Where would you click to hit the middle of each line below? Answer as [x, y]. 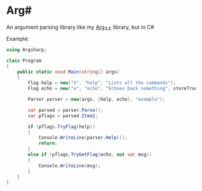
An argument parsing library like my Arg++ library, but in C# [80, 27]
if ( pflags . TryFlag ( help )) [62, 127]
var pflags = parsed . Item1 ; [63, 116]
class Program [24, 61]
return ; [48, 144]
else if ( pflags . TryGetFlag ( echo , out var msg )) [90, 155]
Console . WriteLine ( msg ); [69, 166]
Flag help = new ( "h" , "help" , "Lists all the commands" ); [102, 83]
